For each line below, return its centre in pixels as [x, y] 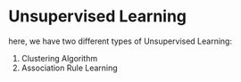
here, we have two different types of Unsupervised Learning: [120, 41]
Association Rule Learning [69, 68]
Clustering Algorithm [59, 58]
